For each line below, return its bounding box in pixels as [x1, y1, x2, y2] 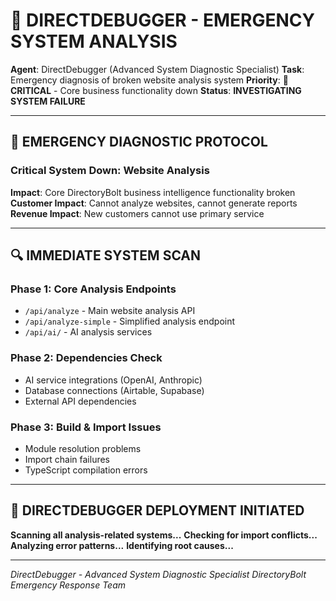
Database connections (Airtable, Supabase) [24, 384, 205, 396]
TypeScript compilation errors [24, 464, 148, 476]
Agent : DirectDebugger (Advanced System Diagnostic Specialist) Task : [10, 63, 305, 75]
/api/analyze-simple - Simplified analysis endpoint [24, 315, 236, 328]
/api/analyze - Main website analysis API [24, 305, 196, 317]
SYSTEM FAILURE [10, 95, 86, 107]
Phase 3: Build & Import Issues [10, 420, 162, 434]
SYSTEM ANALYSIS [10, 30, 178, 53]
